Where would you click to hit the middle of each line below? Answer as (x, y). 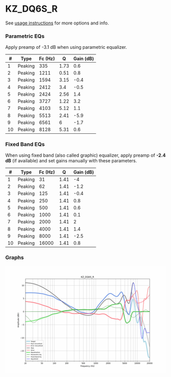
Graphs (15, 257)
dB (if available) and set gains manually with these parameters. (71, 161)
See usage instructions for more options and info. (57, 23)
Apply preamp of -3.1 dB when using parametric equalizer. (66, 47)
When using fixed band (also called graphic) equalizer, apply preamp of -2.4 (85, 155)
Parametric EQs (25, 36)
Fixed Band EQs (25, 144)
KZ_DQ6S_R (32, 9)
